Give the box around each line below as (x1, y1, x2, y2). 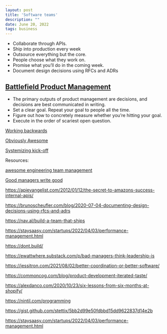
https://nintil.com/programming (5, 297, 71, 304)
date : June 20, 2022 (5, 21, 49, 27)
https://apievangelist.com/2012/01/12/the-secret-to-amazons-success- (5, 187, 155, 193)
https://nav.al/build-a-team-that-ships (5, 218, 85, 224)
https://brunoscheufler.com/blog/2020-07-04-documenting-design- (5, 202, 149, 208)
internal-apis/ (5, 192, 34, 198)
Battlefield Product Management (5, 82, 111, 91)
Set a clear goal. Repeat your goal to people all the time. (12, 107, 131, 113)
